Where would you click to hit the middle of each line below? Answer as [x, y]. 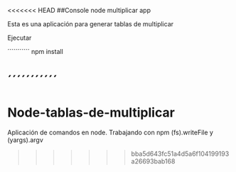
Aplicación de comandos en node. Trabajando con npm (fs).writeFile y [110, 133]
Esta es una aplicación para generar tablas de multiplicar [91, 24]
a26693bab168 [153, 161]
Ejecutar [20, 38]
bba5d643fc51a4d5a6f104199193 [180, 154]
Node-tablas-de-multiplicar [91, 113]
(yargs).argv [26, 140]
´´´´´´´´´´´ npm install [36, 52]
